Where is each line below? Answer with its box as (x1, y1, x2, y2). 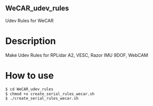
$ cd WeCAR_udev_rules (5, 86, 54, 92)
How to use (5, 69, 54, 81)
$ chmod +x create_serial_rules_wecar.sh (5, 91, 95, 96)
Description (5, 36, 56, 47)
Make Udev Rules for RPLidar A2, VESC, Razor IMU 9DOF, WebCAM (5, 52, 148, 58)
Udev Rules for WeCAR (5, 17, 54, 23)
